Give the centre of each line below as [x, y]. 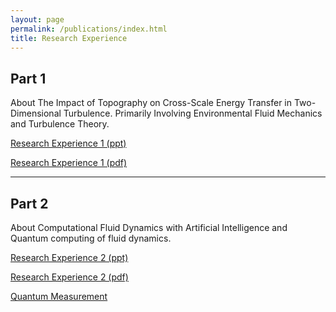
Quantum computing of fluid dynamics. [91, 238]
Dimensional [36, 113]
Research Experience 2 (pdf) [69, 277]
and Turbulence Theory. [60, 124]
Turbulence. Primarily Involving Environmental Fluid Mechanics [193, 113]
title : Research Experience [69, 38]
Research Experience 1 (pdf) [69, 163]
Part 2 [29, 203]
